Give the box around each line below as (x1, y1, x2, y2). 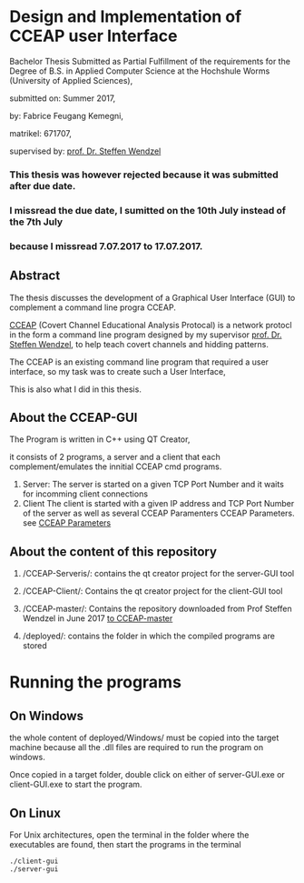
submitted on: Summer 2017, (9, 93, 116, 104)
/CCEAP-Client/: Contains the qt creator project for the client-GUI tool (22, 586, 283, 597)
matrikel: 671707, (9, 127, 73, 138)
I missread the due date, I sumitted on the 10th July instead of (9, 204, 287, 216)
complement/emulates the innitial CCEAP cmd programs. (9, 461, 222, 472)
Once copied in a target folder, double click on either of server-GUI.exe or (9, 769, 286, 780)
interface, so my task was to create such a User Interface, (9, 366, 226, 376)
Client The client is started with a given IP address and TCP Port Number (22, 498, 295, 509)
